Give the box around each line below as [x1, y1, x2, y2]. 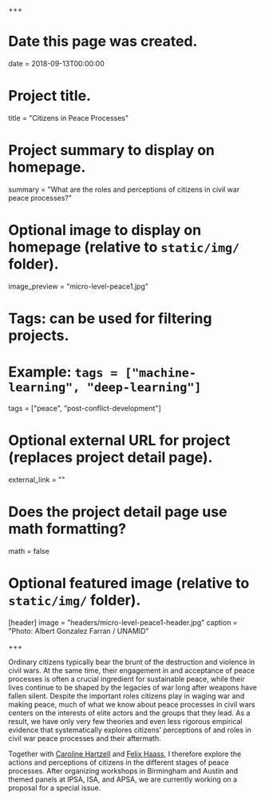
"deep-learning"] [86, 380, 202, 396]
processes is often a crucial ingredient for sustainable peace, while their [8, 674, 246, 683]
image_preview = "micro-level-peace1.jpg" [8, 281, 149, 291]
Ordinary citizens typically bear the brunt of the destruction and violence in [8, 657, 255, 667]
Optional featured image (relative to [8, 574, 250, 592]
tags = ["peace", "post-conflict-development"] [8, 403, 161, 412]
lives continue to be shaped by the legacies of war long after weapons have [8, 683, 257, 692]
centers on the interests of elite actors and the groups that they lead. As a [8, 708, 251, 718]
